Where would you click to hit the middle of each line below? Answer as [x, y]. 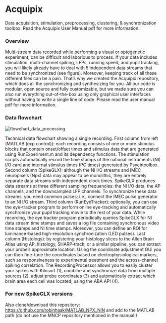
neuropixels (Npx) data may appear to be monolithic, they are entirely [76, 175]
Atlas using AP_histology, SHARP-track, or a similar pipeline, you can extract [83, 244]
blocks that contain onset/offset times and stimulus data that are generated [82, 149]
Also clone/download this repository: [43, 305]
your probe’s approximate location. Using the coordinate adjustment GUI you [83, 249]
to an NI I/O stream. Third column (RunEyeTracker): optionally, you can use [81, 202]
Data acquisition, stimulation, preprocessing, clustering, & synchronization [81, 23]
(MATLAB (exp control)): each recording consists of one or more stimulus [80, 143]
